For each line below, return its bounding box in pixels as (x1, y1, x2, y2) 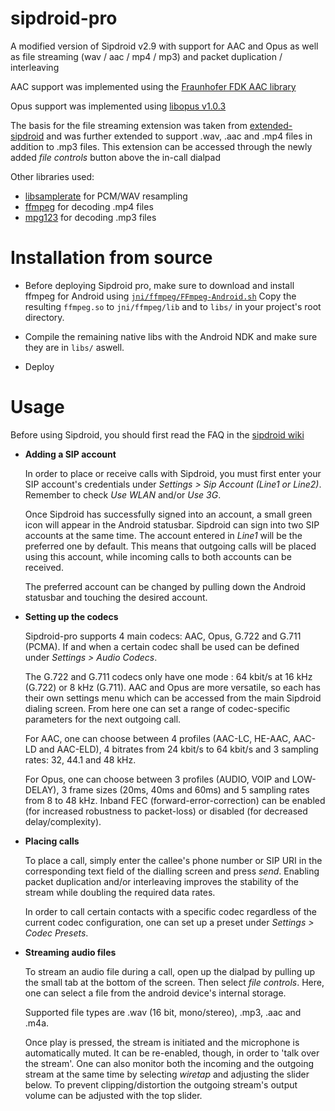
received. (24, 561, 64, 573)
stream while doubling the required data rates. (24, 886, 216, 898)
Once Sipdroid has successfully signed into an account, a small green (24, 508, 313, 520)
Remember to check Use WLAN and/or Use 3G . (24, 488, 222, 501)
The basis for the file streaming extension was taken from (10, 119, 248, 131)
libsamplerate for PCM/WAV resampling (24, 190, 188, 202)
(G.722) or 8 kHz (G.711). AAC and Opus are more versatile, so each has (24, 681, 321, 693)
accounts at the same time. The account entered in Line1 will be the (24, 529, 303, 541)
